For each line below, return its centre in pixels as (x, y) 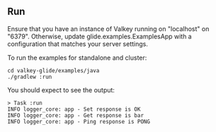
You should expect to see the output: (61, 90)
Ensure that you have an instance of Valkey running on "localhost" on (108, 28)
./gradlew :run (30, 77)
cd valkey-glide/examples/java (53, 70)
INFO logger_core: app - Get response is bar (75, 115)
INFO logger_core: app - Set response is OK (74, 109)
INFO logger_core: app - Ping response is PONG (79, 121)
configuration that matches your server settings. (78, 44)
